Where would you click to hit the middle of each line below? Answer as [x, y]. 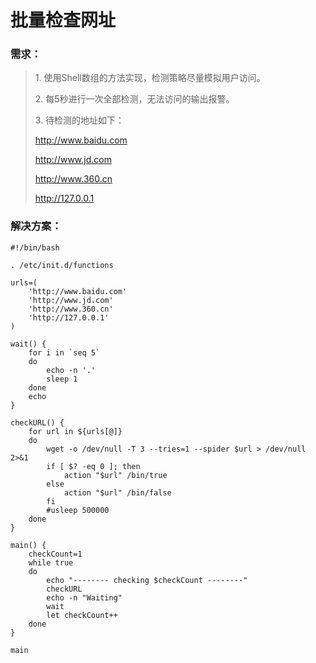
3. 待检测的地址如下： [79, 120]
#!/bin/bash [35, 247]
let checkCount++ [82, 615]
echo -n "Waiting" [84, 597]
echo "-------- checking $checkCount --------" [147, 580]
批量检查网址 [63, 20]
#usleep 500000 [78, 510]
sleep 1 [62, 379]
